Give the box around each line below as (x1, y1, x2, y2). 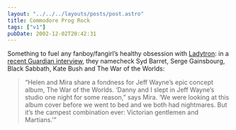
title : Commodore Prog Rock (7, 17, 91, 24)
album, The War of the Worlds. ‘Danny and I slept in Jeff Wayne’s (24, 85, 215, 94)
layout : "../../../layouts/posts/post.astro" (7, 10, 144, 18)
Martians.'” (24, 116, 57, 124)
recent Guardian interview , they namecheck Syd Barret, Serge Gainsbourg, (7, 57, 225, 66)
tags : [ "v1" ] (7, 23, 46, 30)
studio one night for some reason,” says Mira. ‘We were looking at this (24, 93, 230, 102)
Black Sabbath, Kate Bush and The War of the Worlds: (7, 64, 165, 73)
